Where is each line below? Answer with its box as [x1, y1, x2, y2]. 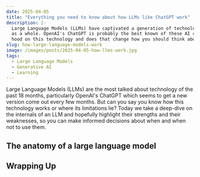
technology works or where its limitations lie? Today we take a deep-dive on [6, 105, 193, 112]
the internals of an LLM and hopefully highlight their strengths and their [6, 111, 181, 118]
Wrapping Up [6, 161, 57, 171]
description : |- [6, 20, 46, 26]
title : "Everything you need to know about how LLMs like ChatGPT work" [6, 14, 190, 20]
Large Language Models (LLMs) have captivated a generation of [11, 25, 171, 31]
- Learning [11, 69, 39, 75]
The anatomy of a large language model [6, 141, 157, 151]
